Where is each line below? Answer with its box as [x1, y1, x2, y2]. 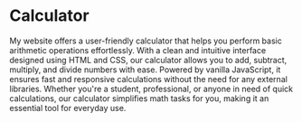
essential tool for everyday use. [9, 102, 127, 113]
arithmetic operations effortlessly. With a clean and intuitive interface [9, 44, 267, 55]
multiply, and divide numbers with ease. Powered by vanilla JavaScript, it [9, 64, 281, 75]
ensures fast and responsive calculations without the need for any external [9, 73, 288, 84]
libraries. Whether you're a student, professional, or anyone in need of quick [9, 83, 294, 94]
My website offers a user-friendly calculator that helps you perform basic [9, 35, 282, 46]
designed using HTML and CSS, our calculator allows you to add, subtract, [9, 54, 288, 65]
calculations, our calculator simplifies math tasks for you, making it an [9, 92, 269, 104]
